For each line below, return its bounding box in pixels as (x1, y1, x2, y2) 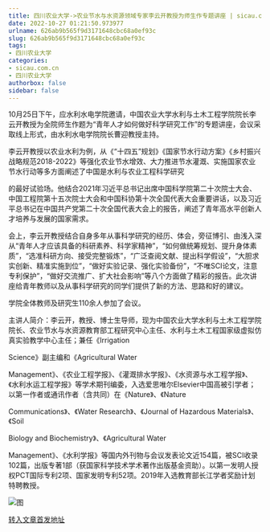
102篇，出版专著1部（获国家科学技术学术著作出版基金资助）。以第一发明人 (8, 460, 252, 470)
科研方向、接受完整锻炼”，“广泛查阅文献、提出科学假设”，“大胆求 (43, 251, 260, 261)
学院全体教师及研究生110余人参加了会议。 (8, 298, 146, 308)
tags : (8, 42, 27, 50)
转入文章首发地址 (8, 515, 65, 525)
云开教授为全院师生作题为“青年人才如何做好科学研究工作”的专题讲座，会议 (8, 120, 255, 129)
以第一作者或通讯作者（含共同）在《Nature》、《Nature (8, 390, 186, 399)
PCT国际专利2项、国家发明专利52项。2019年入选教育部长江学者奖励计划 (14, 471, 256, 481)
